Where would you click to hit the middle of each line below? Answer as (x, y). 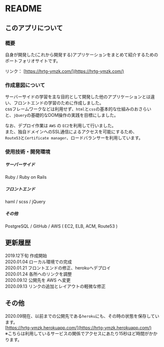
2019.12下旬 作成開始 (26, 255)
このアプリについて (34, 28)
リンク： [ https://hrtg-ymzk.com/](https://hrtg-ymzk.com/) (65, 71)
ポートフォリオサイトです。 (33, 61)
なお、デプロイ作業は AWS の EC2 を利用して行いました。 (61, 126)
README (23, 9)
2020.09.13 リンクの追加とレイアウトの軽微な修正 (56, 286)
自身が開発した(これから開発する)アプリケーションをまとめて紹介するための (82, 54)
